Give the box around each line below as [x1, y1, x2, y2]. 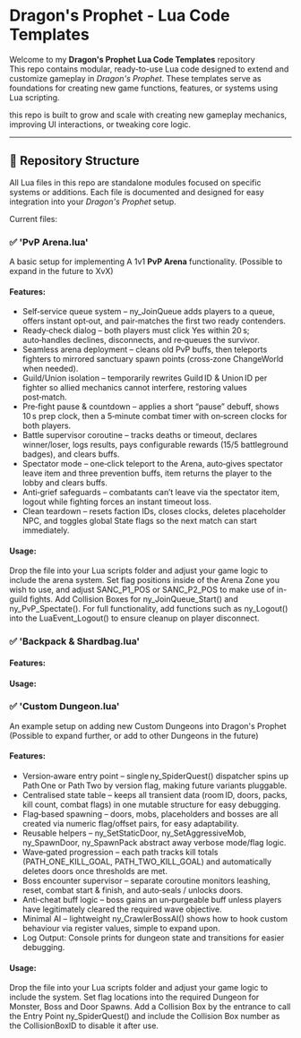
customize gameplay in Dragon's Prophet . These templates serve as [9, 73, 262, 83]
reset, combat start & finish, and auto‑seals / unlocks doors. [21, 885, 244, 896]
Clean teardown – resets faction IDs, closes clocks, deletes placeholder [21, 506, 287, 517]
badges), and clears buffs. [21, 449, 120, 459]
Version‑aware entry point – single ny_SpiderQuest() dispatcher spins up [21, 771, 289, 782]
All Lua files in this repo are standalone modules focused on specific [9, 176, 262, 188]
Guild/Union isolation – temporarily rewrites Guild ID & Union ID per [21, 373, 268, 383]
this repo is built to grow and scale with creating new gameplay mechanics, [9, 109, 288, 120]
